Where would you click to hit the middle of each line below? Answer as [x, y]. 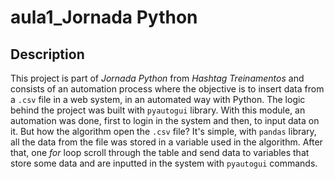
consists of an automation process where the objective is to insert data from [167, 89]
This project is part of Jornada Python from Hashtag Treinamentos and [157, 78]
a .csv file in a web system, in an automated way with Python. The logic [158, 99]
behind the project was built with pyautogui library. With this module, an [158, 110]
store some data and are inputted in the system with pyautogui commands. [164, 163]
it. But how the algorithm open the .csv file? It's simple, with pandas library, [163, 131]
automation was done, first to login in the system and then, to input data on [165, 120]
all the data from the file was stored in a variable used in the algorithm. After [166, 142]
